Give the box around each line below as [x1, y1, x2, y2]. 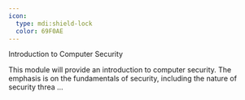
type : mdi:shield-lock [15, 20, 93, 28]
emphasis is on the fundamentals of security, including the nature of [8, 74, 238, 84]
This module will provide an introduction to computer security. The [8, 65, 232, 75]
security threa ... [8, 82, 63, 92]
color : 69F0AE [15, 27, 63, 35]
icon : [8, 11, 27, 20]
